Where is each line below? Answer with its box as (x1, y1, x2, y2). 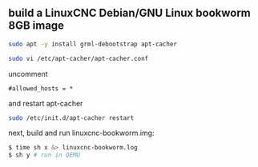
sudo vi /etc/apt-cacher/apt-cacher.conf (8, 54, 149, 62)
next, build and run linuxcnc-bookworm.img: (8, 128, 155, 138)
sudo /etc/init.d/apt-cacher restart (8, 113, 135, 122)
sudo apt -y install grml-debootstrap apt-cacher (8, 40, 178, 48)
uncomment (8, 69, 48, 78)
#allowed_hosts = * (8, 84, 74, 93)
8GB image (8, 19, 65, 33)
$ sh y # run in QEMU (8, 151, 81, 159)
